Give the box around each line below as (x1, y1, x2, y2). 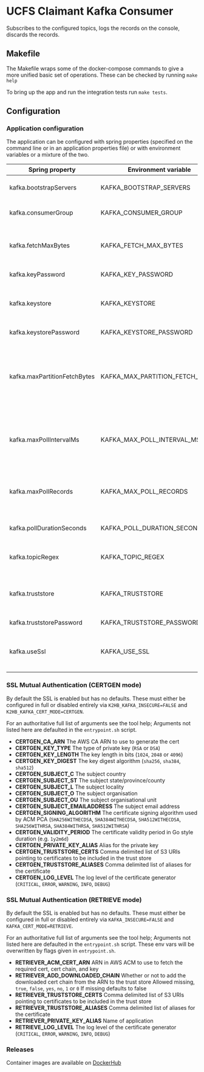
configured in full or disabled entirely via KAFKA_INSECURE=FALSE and (6, 916, 174, 923)
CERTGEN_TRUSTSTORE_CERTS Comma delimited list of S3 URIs (15, 848, 181, 855)
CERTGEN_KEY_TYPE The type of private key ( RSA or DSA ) (15, 744, 161, 751)
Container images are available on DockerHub (6, 1059, 121, 1067)
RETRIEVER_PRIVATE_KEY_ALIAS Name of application (15, 1017, 154, 1024)
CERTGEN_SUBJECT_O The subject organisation (15, 789, 138, 797)
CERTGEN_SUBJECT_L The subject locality (15, 783, 124, 790)
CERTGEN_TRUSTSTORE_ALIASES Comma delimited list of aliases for (15, 861, 192, 868)
